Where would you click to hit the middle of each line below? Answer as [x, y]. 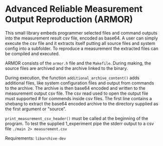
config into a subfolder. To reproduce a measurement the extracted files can [82, 48]
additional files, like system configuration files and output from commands [80, 83]
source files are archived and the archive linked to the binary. [67, 68]
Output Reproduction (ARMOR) [69, 19]
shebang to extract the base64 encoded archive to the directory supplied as [82, 104]
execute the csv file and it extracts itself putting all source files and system [80, 43]
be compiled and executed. [32, 53]
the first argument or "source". [36, 109]
